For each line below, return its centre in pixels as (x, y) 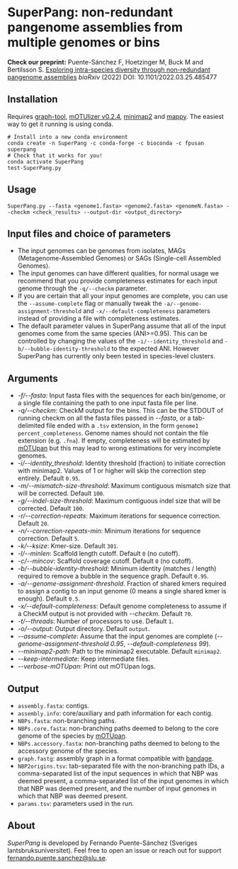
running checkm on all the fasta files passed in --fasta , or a (104, 418)
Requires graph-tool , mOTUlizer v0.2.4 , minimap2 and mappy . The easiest (116, 116)
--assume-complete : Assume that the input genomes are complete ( (117, 636)
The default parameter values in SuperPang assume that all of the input (122, 326)
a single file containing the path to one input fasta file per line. (108, 403)
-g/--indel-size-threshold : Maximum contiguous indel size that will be (119, 501)
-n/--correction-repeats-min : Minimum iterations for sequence (109, 531)
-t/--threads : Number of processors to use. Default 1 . (96, 621)
